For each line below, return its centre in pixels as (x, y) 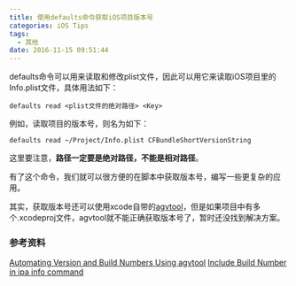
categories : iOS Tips (49, 26)
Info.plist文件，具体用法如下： (64, 88)
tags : (19, 34)
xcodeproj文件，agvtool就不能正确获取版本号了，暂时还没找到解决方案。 (152, 218)
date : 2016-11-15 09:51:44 (59, 50)
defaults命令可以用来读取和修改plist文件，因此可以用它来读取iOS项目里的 (143, 77)
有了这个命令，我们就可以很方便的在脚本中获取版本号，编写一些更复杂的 (141, 177)
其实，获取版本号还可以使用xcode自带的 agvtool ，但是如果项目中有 (131, 207)
